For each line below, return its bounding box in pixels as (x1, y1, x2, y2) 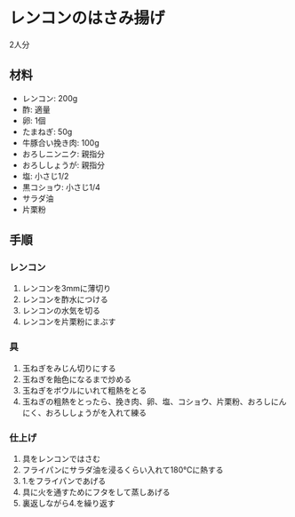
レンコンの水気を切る (21, 306, 100, 316)
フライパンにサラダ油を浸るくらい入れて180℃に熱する (21, 465, 224, 475)
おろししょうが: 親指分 (21, 159, 105, 170)
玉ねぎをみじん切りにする (21, 362, 116, 373)
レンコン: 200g (21, 92, 78, 103)
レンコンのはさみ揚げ (9, 8, 166, 28)
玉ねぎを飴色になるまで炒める (21, 374, 132, 385)
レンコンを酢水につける (21, 294, 108, 305)
